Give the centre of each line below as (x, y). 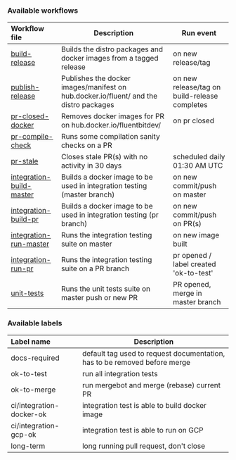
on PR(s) (188, 224)
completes (190, 105)
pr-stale (25, 161)
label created (195, 264)
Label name (31, 342)
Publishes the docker (96, 78)
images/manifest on (94, 87)
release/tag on (197, 87)
